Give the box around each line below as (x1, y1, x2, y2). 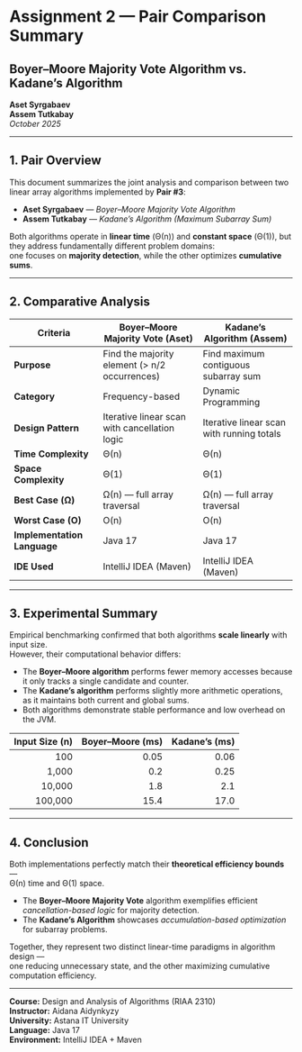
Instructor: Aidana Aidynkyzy (9, 1006, 120, 1017)
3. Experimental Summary (9, 606, 158, 621)
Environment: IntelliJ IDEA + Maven (9, 1034, 142, 1046)
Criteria (37, 326, 71, 339)
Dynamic (202, 385, 241, 397)
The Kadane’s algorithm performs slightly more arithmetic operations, (22, 685, 283, 696)
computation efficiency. (9, 970, 97, 981)
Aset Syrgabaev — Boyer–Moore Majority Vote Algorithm (22, 204, 236, 214)
